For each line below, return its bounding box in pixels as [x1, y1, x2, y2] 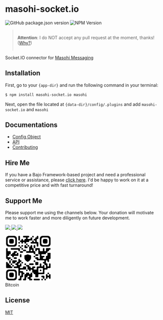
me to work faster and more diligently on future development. [5, 215, 130, 221]
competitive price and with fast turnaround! [5, 182, 93, 188]
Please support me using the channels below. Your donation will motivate [5, 210, 154, 216]
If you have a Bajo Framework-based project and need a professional [5, 172, 146, 178]
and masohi [26, 106, 48, 112]
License [5, 296, 30, 305]
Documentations [5, 121, 58, 129]
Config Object [12, 134, 41, 140]
